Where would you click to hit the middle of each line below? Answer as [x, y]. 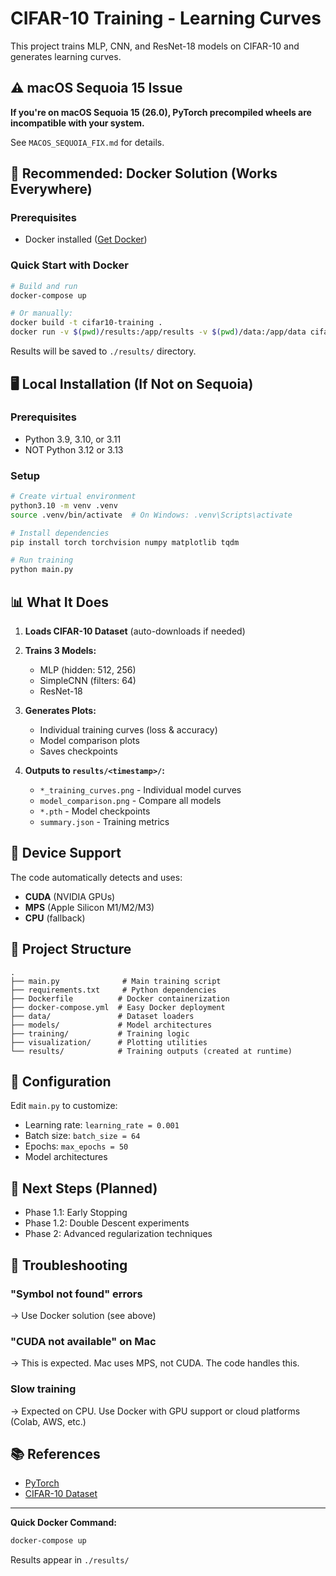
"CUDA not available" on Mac [83, 1341]
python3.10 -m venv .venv [64, 505]
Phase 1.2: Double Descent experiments [107, 1223]
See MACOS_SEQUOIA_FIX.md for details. [87, 142]
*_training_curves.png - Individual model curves [140, 790]
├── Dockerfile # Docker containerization [120, 998]
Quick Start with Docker [69, 265]
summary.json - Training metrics [104, 822]
